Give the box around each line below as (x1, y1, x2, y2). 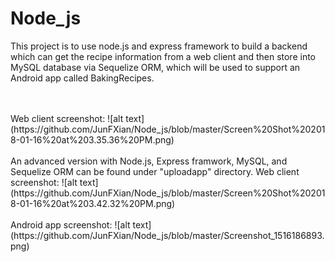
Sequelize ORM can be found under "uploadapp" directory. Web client (10, 165, 300, 177)
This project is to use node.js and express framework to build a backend (10, 40, 308, 52)
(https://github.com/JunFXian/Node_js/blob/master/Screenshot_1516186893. (10, 229, 325, 241)
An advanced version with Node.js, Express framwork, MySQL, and (10, 155, 288, 167)
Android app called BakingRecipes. (10, 72, 155, 84)
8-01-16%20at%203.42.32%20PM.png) (10, 197, 176, 209)
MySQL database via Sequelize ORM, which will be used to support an (10, 61, 301, 73)
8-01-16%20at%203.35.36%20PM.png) (10, 133, 175, 146)
